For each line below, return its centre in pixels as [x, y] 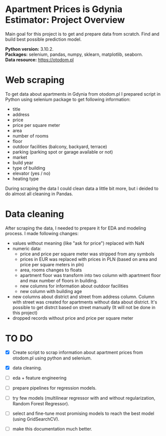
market [20, 157]
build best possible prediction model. [43, 39]
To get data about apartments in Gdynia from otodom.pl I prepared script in [83, 94]
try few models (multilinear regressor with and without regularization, [84, 398]
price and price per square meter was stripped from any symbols [87, 254]
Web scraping [35, 80]
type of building [29, 168]
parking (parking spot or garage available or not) [63, 152]
